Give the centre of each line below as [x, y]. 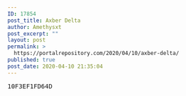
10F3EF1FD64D [30, 86]
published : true [31, 60]
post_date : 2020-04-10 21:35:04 [55, 66]
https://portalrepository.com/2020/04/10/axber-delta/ [97, 54]
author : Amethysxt [34, 27]
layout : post [27, 40]
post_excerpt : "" [33, 34]
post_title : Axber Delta [44, 20]
